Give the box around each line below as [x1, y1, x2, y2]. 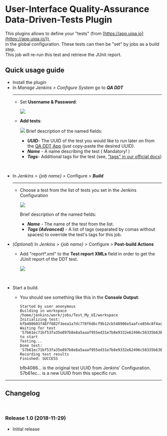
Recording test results [19, 351, 70, 356]
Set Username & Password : [19, 98, 77, 105]
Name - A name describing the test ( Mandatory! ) [27, 148, 130, 154]
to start [19, 334, 38, 339]
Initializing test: [19, 317, 61, 322]
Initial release [12, 426, 40, 432]
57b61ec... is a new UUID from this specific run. [19, 370, 117, 376]
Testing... [19, 339, 43, 344]
